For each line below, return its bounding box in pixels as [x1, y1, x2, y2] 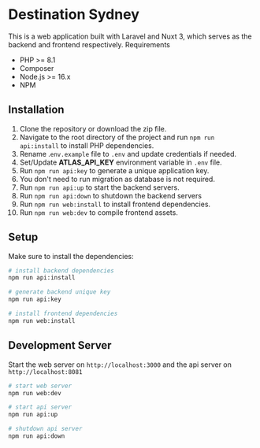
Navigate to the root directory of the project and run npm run [19, 132, 215, 142]
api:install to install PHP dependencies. [19, 140, 154, 150]
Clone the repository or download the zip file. [19, 124, 167, 133]
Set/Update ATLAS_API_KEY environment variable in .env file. [19, 157, 222, 167]
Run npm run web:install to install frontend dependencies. [19, 199, 211, 209]
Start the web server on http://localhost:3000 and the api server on [8, 360, 232, 369]
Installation [8, 103, 65, 117]
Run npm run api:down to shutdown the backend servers [19, 191, 202, 200]
